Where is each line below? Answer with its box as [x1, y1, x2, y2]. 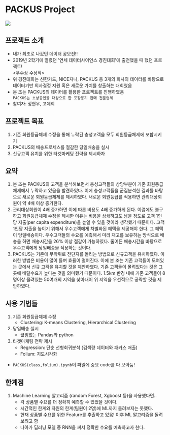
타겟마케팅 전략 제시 [12, 338, 52, 344]
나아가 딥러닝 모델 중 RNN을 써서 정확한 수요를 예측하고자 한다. [20, 424, 145, 430]
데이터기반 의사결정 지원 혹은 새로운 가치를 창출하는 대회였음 [12, 82, 132, 89]
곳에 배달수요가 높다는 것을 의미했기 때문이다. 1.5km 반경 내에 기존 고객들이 [12, 270, 161, 276]
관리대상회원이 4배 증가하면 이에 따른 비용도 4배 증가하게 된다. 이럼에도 [12, 207, 154, 213]
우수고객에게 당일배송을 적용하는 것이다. [12, 245, 92, 251]
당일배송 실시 [12, 326, 39, 332]
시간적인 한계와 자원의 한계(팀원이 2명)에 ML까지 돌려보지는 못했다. [20, 405, 154, 411]
